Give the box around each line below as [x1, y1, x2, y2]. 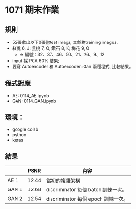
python [12, 131, 27, 137]
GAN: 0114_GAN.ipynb [12, 98, 56, 104]
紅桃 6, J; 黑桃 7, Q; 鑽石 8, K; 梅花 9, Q [12, 45, 90, 51]
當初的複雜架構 [46, 177, 81, 184]
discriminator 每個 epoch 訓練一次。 [46, 196, 129, 203]
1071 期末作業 [5, 4, 59, 16]
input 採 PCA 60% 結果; [12, 58, 60, 63]
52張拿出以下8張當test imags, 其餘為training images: [12, 40, 118, 45]
